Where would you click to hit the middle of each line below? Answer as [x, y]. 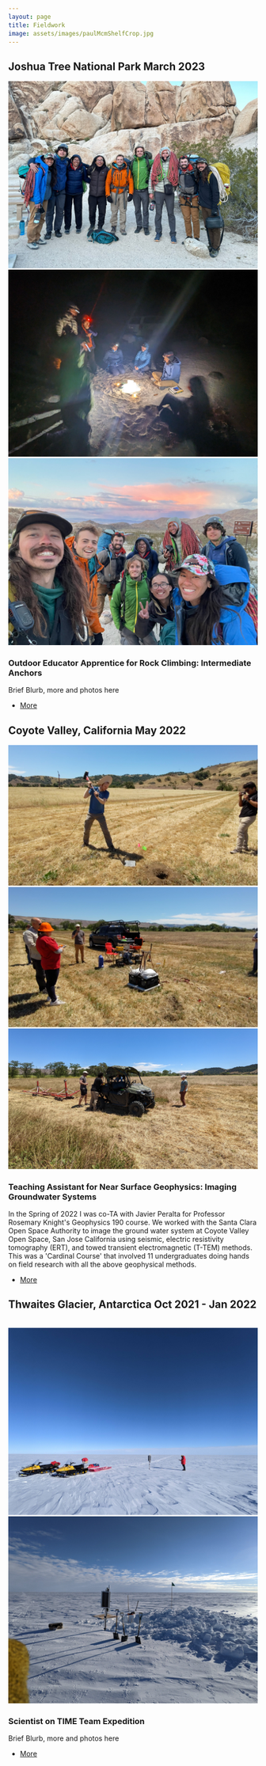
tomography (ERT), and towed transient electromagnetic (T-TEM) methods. [131, 1248]
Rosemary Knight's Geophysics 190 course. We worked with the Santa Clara [133, 1222]
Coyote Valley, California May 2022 [97, 730]
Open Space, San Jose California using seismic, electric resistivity [116, 1240]
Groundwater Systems [53, 1197]
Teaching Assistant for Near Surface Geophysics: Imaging [123, 1187]
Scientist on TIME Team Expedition [76, 1721]
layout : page [30, 17]
